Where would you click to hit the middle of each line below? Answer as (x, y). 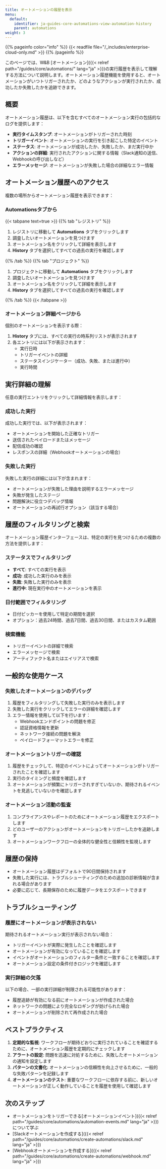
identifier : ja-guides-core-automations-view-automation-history (83, 24)
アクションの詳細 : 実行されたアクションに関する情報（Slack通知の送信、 (86, 153)
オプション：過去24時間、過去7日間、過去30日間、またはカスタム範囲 (84, 620)
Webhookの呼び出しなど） (39, 159)
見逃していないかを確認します (52, 791)
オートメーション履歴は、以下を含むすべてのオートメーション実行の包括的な (83, 117)
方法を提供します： (25, 544)
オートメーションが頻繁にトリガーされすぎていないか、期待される (80, 784)
